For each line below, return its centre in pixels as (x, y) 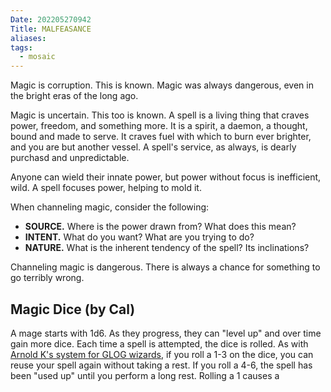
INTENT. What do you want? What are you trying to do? (139, 237)
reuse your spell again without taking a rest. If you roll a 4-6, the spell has (161, 365)
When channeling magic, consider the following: (110, 207)
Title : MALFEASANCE (51, 29)
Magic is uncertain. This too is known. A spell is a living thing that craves (160, 115)
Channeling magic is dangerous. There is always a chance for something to (165, 267)
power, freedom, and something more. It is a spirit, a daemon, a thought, (159, 126)
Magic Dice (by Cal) (73, 309)
